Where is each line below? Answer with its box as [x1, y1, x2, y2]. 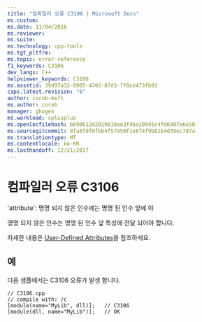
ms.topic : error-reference [7, 56, 86, 63]
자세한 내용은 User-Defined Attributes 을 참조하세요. [7, 233, 151, 241]
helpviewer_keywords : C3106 [7, 75, 89, 83]
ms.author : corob [7, 101, 58, 108]
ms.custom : [7, 17, 39, 24]
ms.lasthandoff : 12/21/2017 [7, 147, 89, 154]
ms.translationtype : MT [7, 134, 77, 141]
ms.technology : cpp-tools [7, 43, 82, 50]
